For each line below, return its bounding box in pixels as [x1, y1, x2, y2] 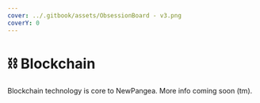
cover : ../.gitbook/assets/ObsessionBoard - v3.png [7, 11, 182, 20]
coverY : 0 [7, 19, 40, 27]
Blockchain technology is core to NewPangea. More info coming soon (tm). [7, 86, 253, 96]
